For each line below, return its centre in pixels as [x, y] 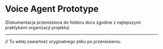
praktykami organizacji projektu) [37, 27]
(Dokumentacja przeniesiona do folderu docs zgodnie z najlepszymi [73, 22]
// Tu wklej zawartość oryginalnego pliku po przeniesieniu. [63, 41]
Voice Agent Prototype [52, 9]
